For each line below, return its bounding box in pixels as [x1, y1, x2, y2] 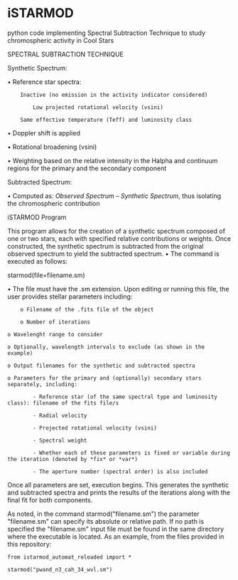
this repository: [7, 539, 52, 548]
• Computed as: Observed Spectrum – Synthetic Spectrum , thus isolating [7, 191, 222, 200]
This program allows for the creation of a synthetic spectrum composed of [7, 227, 226, 235]
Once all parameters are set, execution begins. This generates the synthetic [7, 480, 229, 489]
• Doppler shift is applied [7, 128, 80, 137]
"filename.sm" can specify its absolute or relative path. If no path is [7, 517, 205, 525]
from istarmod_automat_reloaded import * [7, 554, 132, 561]
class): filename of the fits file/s [7, 399, 119, 407]
